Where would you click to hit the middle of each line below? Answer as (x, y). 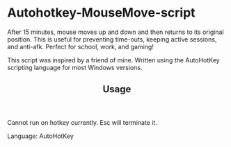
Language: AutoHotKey (41, 136)
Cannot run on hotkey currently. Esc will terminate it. (82, 123)
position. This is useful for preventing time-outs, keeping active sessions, (112, 39)
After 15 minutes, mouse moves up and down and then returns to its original (115, 32)
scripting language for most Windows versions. (75, 67)
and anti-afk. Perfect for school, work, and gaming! (81, 46)
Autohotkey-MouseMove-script (102, 13)
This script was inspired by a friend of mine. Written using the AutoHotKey (114, 60)
